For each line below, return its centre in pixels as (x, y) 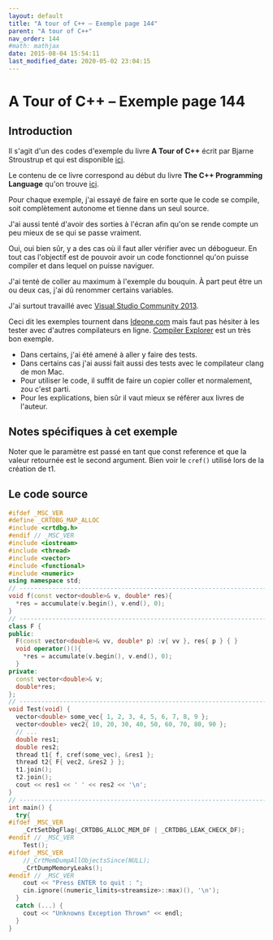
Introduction (41, 131)
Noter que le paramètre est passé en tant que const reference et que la (128, 451)
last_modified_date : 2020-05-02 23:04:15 (80, 62)
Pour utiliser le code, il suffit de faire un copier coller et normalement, (136, 380)
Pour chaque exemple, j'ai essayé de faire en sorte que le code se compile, (134, 199)
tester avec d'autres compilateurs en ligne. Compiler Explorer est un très (130, 330)
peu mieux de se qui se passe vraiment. (75, 232)
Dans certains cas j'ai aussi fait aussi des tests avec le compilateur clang (142, 363)
